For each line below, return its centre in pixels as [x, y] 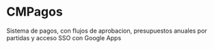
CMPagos [35, 12]
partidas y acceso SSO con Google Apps [64, 37]
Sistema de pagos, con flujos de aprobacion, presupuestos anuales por [107, 31]
